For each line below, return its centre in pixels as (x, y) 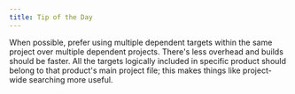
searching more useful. (71, 79)
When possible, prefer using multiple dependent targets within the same (141, 42)
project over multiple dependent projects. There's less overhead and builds (146, 51)
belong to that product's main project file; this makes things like (125, 70)
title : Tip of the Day (51, 17)
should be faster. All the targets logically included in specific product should (147, 61)
